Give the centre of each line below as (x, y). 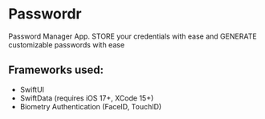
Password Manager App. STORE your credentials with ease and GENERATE (132, 36)
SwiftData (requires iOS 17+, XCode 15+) (87, 98)
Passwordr (45, 14)
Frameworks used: (56, 70)
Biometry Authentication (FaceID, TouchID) (91, 106)
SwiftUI (32, 89)
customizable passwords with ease (67, 44)
